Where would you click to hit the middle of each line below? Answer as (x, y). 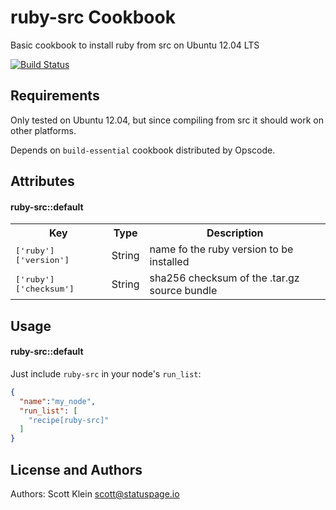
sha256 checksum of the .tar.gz (224, 278)
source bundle (183, 291)
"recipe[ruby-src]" (69, 420)
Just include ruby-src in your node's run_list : (106, 373)
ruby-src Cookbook (93, 17)
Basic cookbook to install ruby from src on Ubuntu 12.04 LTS (135, 45)
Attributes (42, 181)
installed (169, 262)
